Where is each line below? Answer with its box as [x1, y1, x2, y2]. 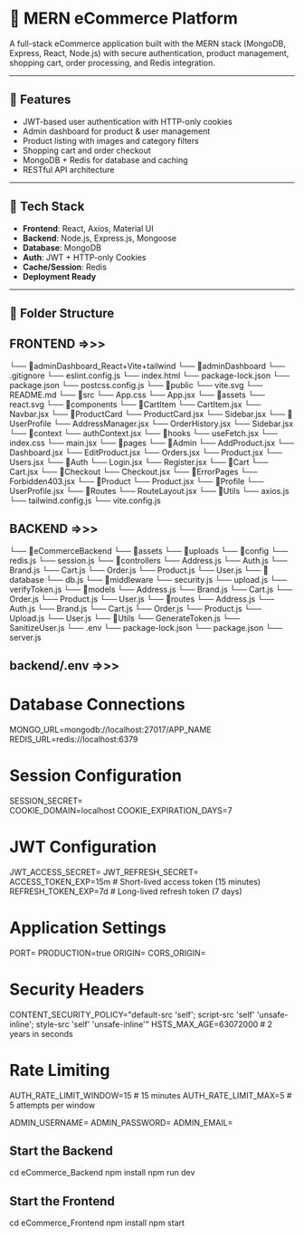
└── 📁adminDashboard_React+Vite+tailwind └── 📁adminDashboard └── [9, 360, 286, 371]
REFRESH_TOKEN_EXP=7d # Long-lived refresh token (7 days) [9, 886, 242, 897]
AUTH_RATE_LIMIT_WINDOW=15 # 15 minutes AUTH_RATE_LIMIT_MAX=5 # [9, 1090, 292, 1100]
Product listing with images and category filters [22, 135, 199, 146]
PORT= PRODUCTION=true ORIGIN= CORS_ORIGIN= [9, 947, 206, 958]
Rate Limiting [9, 1060, 110, 1080]
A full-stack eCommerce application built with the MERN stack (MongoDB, [9, 38, 287, 49]
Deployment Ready [22, 271, 97, 281]
